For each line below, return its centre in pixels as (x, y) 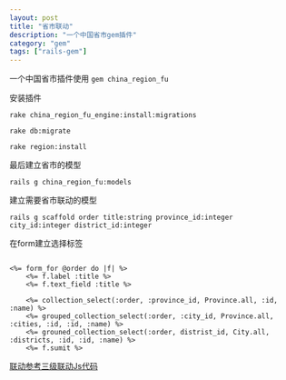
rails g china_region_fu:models (70, 183)
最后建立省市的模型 (45, 165)
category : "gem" (40, 43)
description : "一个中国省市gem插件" (74, 35)
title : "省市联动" (42, 26)
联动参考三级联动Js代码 (54, 366)
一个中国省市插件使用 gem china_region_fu (89, 79)
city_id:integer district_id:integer (81, 225)
